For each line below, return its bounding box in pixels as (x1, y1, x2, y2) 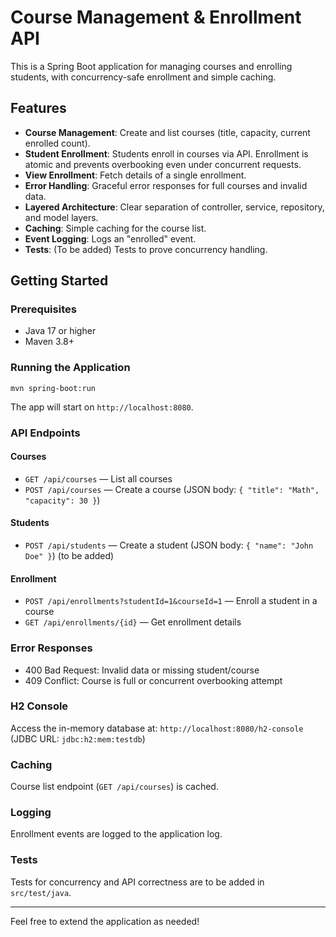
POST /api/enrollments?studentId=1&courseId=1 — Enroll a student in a (24, 595, 318, 607)
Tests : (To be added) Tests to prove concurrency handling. (24, 243, 268, 255)
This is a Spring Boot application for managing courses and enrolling (10, 60, 293, 72)
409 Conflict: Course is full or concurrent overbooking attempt (24, 674, 283, 686)
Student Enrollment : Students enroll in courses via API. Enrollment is (24, 147, 309, 160)
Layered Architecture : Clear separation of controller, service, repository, (24, 201, 325, 213)
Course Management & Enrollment (10, 6, 302, 29)
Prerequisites (10, 302, 77, 316)
